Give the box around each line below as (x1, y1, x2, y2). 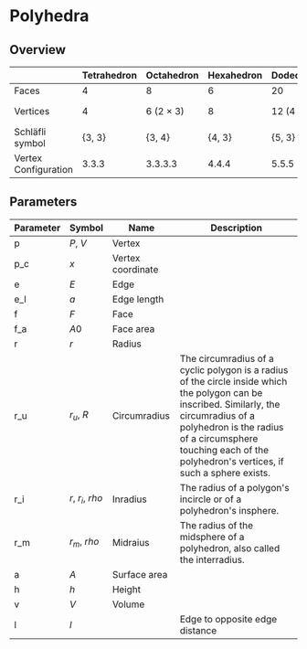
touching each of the (179, 443, 270, 456)
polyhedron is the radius (179, 420, 284, 433)
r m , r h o (69, 536, 100, 549)
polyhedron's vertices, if (179, 454, 285, 467)
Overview (9, 42, 67, 58)
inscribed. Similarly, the (179, 398, 281, 410)
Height (111, 582, 142, 595)
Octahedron (145, 69, 199, 81)
